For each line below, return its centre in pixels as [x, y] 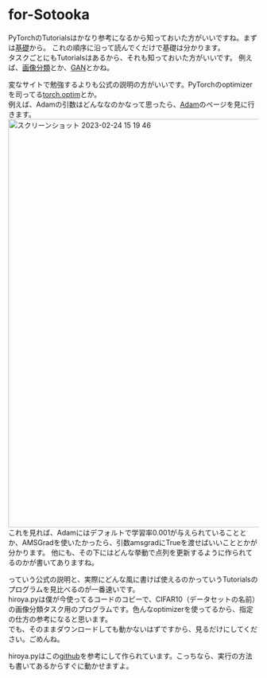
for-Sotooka [49, 15]
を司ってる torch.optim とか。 [55, 94]
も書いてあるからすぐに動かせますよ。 [71, 665]
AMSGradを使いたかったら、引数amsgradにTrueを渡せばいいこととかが [139, 542]
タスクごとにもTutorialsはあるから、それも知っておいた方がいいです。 [122, 57]
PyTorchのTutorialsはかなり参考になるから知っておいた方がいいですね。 [126, 37]
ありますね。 [78, 562]
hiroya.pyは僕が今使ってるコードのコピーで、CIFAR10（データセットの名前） [132, 599]
